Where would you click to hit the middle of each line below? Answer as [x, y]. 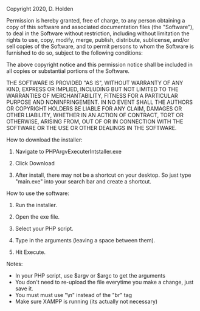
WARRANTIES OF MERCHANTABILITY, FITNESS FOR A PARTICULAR [92, 96]
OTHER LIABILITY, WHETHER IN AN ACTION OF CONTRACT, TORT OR [95, 115]
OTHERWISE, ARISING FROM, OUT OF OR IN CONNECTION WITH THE [95, 121]
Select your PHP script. [44, 228]
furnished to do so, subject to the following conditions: [74, 53]
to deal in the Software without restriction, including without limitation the [98, 33]
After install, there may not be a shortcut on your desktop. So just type [103, 175]
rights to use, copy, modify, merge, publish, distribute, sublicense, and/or [98, 40]
